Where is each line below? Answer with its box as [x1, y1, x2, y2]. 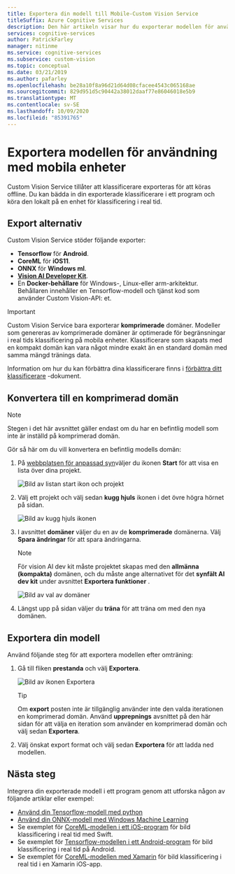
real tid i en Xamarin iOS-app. [17, 859, 103, 868]
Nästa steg [7, 768, 56, 780]
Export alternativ [7, 217, 83, 229]
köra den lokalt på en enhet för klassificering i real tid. [7, 197, 162, 206]
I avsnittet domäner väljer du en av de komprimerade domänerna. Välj [17, 528, 222, 536]
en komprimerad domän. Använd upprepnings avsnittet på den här [17, 712, 211, 720]
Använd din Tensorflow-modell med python [17, 808, 143, 816]
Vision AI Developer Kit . [17, 272, 89, 280]
